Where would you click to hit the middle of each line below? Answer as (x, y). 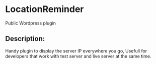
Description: (25, 39)
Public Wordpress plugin (31, 23)
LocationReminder (45, 9)
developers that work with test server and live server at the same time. (78, 56)
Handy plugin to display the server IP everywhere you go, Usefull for (76, 50)
